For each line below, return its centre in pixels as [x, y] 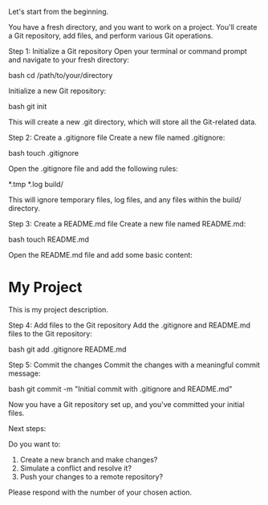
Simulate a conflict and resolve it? [76, 468]
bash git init [28, 106]
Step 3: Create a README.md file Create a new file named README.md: [127, 224]
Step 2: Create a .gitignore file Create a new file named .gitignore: [117, 137]
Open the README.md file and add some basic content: [100, 255]
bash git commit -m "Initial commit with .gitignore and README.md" [120, 389]
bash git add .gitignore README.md [67, 349]
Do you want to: [35, 444]
